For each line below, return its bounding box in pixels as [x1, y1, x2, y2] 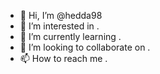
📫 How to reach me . [19, 53, 108, 64]
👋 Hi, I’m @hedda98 [19, 10, 103, 21]
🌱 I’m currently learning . [19, 31, 122, 42]
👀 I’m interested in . [19, 20, 100, 32]
